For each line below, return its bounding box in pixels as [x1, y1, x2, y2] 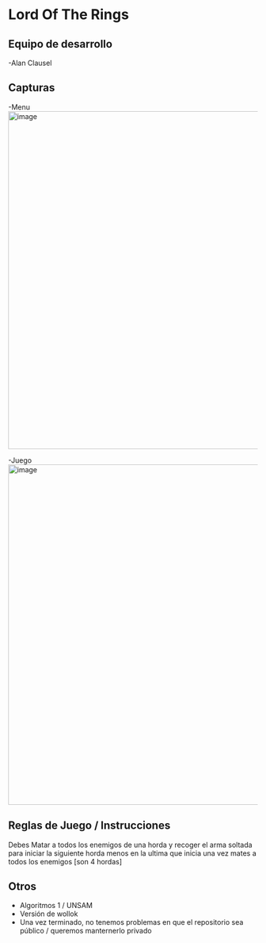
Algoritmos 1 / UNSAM [19, 901, 93, 910]
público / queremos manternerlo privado [19, 926, 152, 936]
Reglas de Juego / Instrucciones [8, 819, 171, 833]
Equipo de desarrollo [8, 37, 113, 51]
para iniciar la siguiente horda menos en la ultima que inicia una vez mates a [8, 848, 256, 858]
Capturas [8, 81, 55, 94]
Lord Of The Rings [8, 6, 129, 24]
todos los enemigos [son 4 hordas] [8, 856, 123, 866]
